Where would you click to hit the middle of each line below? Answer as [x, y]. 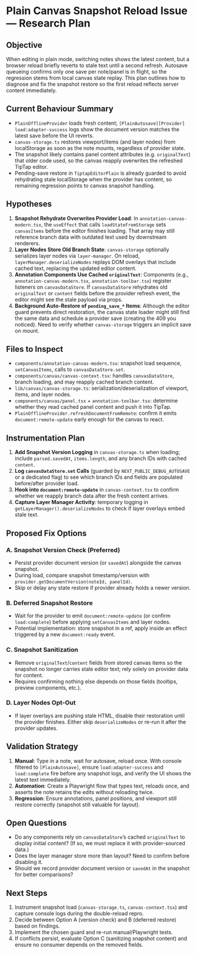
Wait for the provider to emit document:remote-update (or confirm [93, 616]
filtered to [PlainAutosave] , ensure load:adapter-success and [89, 767]
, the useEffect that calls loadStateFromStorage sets [103, 224]
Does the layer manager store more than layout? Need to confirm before [102, 856]
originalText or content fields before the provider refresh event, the [97, 293]
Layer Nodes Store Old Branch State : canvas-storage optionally [92, 249]
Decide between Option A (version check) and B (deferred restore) [95, 920]
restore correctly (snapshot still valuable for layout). [77, 805]
